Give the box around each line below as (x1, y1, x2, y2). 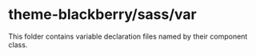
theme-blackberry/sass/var (8, 6, 198, 24)
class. (8, 39, 28, 49)
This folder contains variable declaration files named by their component (8, 32, 248, 41)
